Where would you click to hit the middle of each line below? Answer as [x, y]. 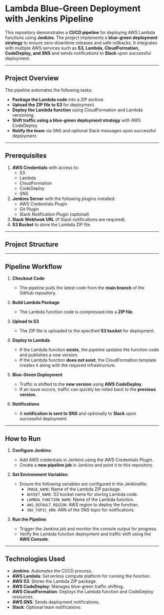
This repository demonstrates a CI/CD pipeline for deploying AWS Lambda [80, 32]
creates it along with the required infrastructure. [68, 365]
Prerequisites [26, 156]
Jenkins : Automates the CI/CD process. [52, 571]
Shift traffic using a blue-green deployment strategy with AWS [76, 120]
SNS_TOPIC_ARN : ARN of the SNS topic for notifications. [81, 510]
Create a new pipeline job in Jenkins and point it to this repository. [86, 465]
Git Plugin [29, 209]
